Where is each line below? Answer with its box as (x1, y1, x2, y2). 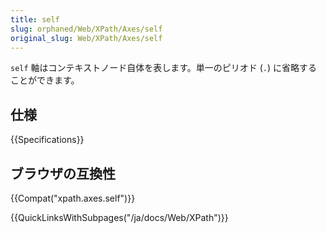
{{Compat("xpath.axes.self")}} (10, 192, 136, 204)
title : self (10, 14, 60, 25)
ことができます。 (10, 74, 80, 86)
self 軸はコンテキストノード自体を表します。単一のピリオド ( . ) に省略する (10, 62, 318, 74)
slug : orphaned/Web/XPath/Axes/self (10, 24, 163, 34)
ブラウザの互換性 (10, 165, 116, 182)
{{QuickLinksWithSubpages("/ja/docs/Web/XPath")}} (10, 212, 229, 223)
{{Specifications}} (10, 134, 85, 146)
